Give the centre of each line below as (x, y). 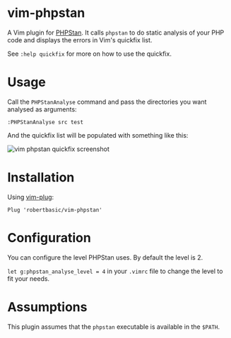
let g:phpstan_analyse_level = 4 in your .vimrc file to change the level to (115, 271)
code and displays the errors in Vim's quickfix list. (80, 40)
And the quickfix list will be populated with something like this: (98, 135)
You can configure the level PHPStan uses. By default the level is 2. (105, 257)
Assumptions (47, 307)
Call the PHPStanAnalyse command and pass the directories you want (107, 102)
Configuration (49, 238)
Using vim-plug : (31, 197)
